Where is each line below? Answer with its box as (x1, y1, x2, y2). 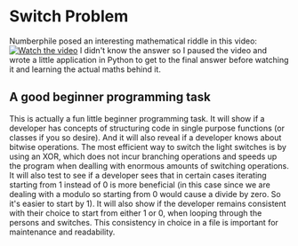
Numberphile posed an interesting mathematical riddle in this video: (9, 36, 258, 46)
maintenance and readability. (9, 226, 116, 237)
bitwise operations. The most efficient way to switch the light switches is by (9, 141, 287, 152)
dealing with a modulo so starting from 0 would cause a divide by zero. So (9, 188, 282, 199)
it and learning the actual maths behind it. (9, 64, 162, 75)
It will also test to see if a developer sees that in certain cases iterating (9, 170, 267, 180)
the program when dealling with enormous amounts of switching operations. (9, 160, 289, 171)
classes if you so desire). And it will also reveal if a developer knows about (9, 131, 282, 143)
